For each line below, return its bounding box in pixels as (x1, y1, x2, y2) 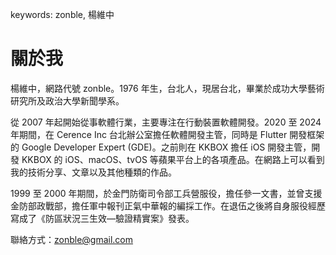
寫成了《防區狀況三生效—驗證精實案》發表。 (10, 212, 195, 224)
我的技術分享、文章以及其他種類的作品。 (10, 166, 177, 178)
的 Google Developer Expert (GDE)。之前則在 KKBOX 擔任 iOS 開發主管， (10, 141, 312, 153)
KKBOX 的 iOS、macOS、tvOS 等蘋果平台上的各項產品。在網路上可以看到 (21, 153, 325, 165)
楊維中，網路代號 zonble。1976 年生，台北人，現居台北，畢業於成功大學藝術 (10, 82, 325, 94)
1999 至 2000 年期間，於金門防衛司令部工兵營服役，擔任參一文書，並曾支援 (10, 187, 323, 199)
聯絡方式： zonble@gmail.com (10, 233, 134, 245)
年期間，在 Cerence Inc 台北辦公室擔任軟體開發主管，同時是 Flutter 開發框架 (10, 128, 325, 140)
